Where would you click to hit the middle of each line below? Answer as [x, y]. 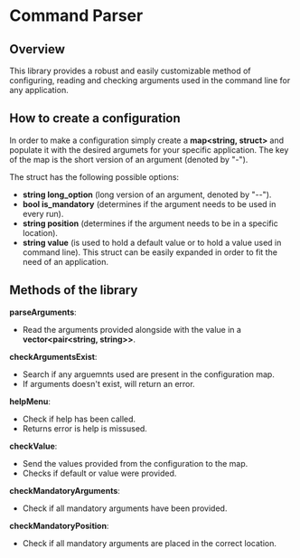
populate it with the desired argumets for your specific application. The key [149, 149]
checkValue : [33, 446]
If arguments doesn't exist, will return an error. [109, 383]
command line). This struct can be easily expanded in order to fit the [150, 252]
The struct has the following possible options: [94, 176]
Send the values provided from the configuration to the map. [135, 463]
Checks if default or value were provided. [99, 473]
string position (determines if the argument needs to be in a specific [150, 223]
